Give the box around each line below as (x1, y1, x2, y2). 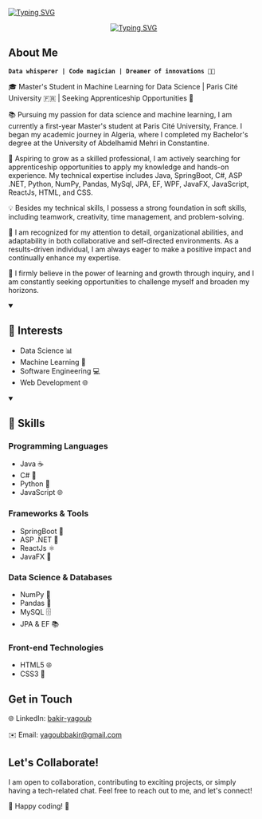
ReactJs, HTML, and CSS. (8, 188, 93, 197)
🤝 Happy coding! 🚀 (8, 801, 70, 810)
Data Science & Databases (8, 572, 113, 583)
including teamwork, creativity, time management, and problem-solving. (8, 212, 244, 221)
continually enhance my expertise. (8, 252, 121, 263)
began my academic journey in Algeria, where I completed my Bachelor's (8, 129, 248, 139)
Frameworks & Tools (8, 508, 89, 519)
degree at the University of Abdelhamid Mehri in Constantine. (8, 138, 209, 148)
